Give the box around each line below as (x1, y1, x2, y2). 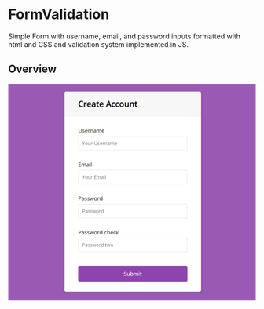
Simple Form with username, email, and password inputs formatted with (8, 31, 241, 41)
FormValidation (8, 5, 110, 24)
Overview (8, 63, 57, 76)
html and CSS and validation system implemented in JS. (8, 39, 189, 49)
